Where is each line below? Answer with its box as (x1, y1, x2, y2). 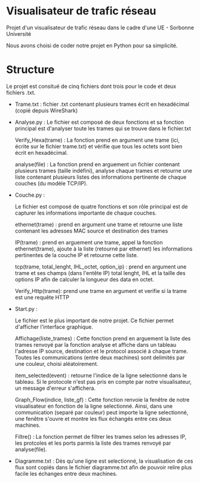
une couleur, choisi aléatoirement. (14, 360, 99, 367)
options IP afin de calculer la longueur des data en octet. (14, 276, 154, 283)
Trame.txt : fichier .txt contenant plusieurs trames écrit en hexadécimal (14, 100, 190, 108)
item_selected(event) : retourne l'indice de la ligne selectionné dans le (14, 372, 187, 379)
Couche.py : (14, 191, 45, 198)
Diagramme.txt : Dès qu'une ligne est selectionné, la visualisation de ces (14, 457, 193, 464)
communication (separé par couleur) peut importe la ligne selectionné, (14, 408, 189, 416)
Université (6, 30, 32, 37)
